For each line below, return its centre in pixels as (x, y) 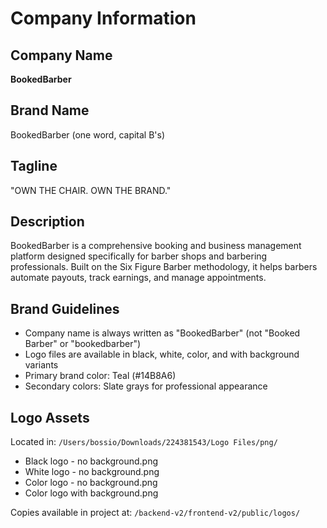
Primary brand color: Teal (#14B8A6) (100, 376)
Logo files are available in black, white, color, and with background (162, 354)
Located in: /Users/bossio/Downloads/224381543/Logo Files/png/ (144, 442)
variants (41, 365)
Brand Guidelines (65, 308)
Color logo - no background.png (91, 483)
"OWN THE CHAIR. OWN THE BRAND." (91, 190)
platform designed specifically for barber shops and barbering (139, 256)
